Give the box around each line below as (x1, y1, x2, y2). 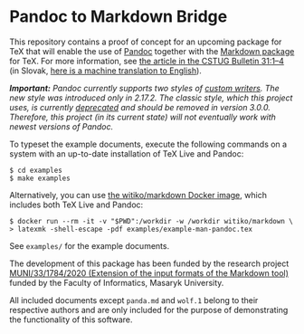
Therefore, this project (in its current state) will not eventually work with (9, 111, 276, 122)
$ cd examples (9, 166, 63, 175)
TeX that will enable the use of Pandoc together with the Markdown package (9, 45, 295, 56)
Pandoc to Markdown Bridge (9, 6, 228, 27)
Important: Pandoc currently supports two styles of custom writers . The (9, 82, 280, 93)
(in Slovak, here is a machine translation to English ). (9, 65, 202, 76)
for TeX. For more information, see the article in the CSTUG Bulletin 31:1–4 (9, 55, 285, 66)
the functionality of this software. (9, 314, 133, 325)
